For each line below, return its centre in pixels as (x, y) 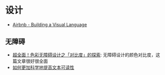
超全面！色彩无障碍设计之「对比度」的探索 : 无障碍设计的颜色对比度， (84, 55)
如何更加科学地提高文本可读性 (43, 67)
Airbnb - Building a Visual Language (50, 24)
